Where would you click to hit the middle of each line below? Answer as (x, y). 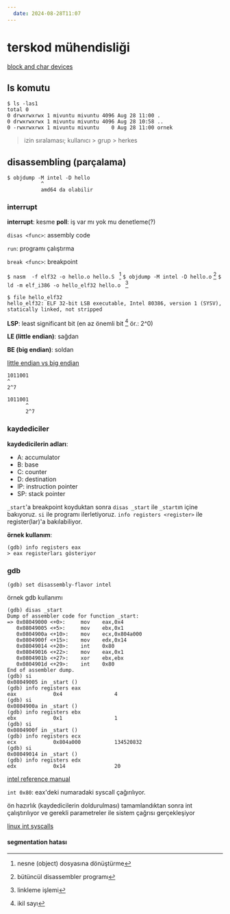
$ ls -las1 (23, 104)
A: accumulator (38, 457)
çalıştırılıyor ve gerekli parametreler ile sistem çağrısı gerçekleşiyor (101, 813)
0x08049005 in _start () (42, 682)
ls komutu (29, 87)
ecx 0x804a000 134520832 (75, 742)
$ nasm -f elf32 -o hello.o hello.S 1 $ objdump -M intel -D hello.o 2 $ (114, 276)
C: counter (32, 471)
